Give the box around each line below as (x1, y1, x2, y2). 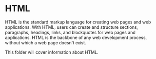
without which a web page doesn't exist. (5, 39, 86, 45)
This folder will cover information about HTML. (5, 49, 98, 55)
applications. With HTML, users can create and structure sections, (5, 24, 138, 30)
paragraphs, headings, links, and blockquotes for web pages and (5, 29, 136, 35)
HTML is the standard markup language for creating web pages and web (5, 19, 151, 25)
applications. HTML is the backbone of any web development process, (5, 35, 147, 40)
